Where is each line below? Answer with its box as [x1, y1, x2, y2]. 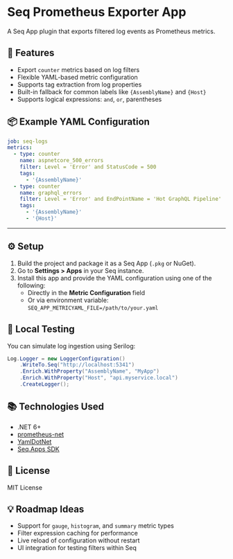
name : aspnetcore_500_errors [19, 157, 104, 164]
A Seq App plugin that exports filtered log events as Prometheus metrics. [7, 27, 216, 35]
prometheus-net [17, 430, 64, 438]
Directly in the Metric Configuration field [27, 288, 146, 296]
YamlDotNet [17, 437, 52, 445]
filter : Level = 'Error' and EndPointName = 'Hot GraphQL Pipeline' [19, 195, 222, 203]
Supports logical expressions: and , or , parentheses [17, 95, 162, 103]
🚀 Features [7, 47, 55, 59]
